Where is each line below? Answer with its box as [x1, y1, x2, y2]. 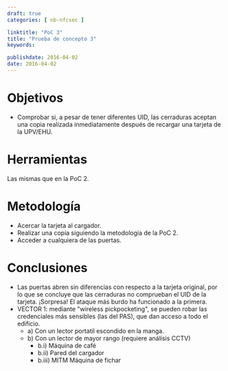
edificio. [16, 319, 41, 328]
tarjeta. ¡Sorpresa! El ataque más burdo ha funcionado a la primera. [16, 297, 207, 306]
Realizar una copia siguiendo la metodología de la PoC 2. [16, 229, 179, 237]
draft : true [7, 10, 41, 17]
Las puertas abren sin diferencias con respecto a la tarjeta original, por [16, 283, 218, 291]
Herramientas [7, 152, 88, 167]
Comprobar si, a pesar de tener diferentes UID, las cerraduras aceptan [16, 113, 217, 121]
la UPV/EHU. [16, 127, 53, 136]
